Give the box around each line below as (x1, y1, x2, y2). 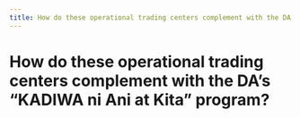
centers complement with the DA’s (9, 71, 271, 90)
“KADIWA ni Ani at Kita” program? (9, 89, 270, 110)
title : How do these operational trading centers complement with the (9, 13, 279, 22)
